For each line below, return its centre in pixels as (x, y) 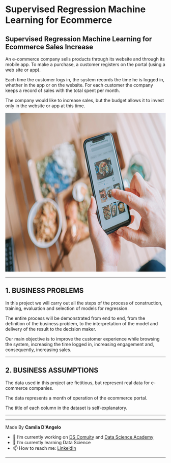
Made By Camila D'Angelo (33, 427)
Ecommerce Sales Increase (49, 47)
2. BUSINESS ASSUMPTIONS (52, 370)
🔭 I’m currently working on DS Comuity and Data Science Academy (83, 437)
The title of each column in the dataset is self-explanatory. (66, 408)
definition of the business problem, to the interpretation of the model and (82, 323)
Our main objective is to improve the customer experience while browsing (82, 338)
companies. (41, 388)
